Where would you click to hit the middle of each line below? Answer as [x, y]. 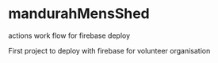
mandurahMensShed [79, 14]
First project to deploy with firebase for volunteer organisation [109, 50]
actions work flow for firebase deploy [69, 35]
